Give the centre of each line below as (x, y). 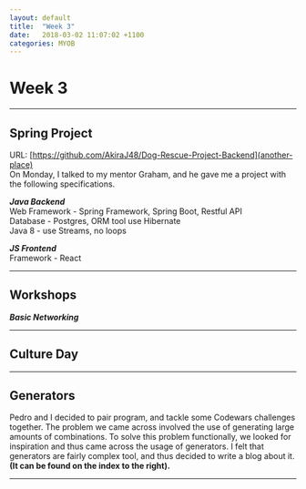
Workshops (43, 295)
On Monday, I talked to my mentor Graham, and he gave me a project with (148, 174)
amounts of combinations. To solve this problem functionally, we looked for (150, 437)
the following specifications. (62, 184)
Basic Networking (44, 317)
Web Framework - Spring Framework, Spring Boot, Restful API (126, 211)
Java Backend (37, 202)
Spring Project (51, 133)
